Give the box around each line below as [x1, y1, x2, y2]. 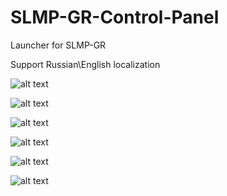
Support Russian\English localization [10, 58, 161, 70]
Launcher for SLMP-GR [10, 39, 107, 51]
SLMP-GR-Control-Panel [10, 6, 220, 29]
